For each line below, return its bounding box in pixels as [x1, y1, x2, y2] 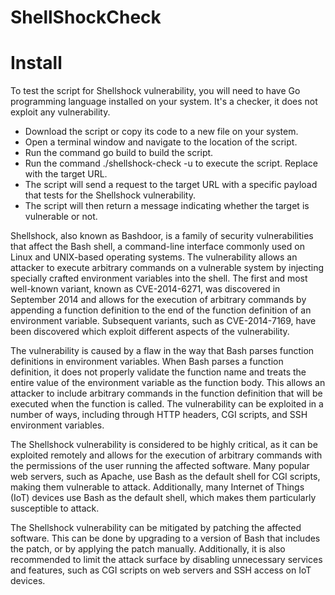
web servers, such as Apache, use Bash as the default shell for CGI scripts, [10, 471, 321, 483]
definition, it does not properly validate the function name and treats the [10, 366, 307, 378]
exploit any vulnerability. [10, 106, 111, 118]
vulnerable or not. [24, 211, 98, 223]
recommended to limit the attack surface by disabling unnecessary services [10, 554, 323, 566]
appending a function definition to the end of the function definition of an [10, 304, 312, 316]
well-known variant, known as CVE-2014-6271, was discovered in [10, 283, 281, 295]
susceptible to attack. [10, 502, 100, 515]
